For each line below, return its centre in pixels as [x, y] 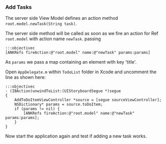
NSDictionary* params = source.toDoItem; [58, 105]
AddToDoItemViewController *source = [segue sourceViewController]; [88, 100]
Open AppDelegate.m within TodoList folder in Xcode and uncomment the [81, 72]
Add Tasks [18, 7]
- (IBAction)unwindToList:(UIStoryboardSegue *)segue [63, 91]
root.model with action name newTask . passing [53, 39]
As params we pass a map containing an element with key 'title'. [71, 62]
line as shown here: [26, 77]
